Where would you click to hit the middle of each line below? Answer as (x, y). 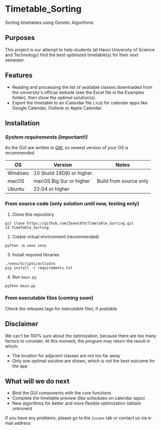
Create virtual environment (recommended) (56, 236)
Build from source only (123, 181)
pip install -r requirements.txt (39, 268)
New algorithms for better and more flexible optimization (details (77, 403)
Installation (22, 123)
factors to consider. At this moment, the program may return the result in (78, 341)
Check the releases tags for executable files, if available (61, 308)
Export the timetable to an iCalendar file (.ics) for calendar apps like (80, 102)
